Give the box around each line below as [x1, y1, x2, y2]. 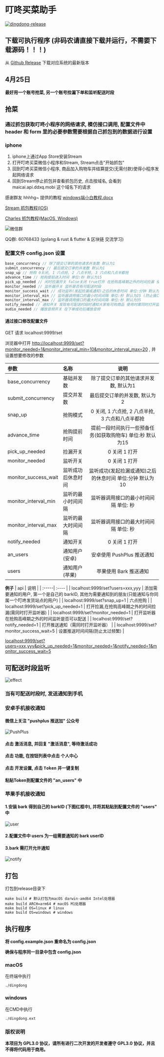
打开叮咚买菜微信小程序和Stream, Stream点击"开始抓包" [12, 160, 124, 166]
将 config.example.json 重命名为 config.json [5, 939, 96, 945]
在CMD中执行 [5, 1006, 33, 1012]
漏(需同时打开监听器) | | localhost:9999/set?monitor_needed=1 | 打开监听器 [5, 610, 156, 616]
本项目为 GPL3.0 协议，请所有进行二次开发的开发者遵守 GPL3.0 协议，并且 [5, 1040, 155, 1046]
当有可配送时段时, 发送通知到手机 [5, 690, 83, 697]
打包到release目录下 [5, 886, 46, 892]
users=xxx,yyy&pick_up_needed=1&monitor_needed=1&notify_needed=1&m [5, 643, 157, 649]
